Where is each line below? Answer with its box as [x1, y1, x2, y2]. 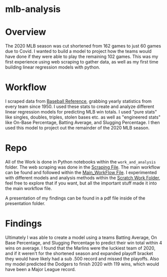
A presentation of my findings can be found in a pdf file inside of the [5, 195, 146, 201]
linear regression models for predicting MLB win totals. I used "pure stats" [5, 109, 157, 115]
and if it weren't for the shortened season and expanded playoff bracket [5, 250, 153, 256]
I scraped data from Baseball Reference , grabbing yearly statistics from [5, 98, 152, 104]
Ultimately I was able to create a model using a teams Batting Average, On [5, 234, 157, 240]
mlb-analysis [5, 3, 61, 15]
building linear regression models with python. [5, 64, 101, 70]
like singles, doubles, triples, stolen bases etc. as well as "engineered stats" [5, 114, 161, 120]
